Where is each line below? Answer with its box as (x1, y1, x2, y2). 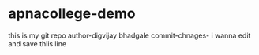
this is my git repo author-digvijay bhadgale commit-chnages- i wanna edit (8, 31, 251, 40)
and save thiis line (8, 38, 67, 48)
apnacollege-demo (8, 5, 136, 23)
